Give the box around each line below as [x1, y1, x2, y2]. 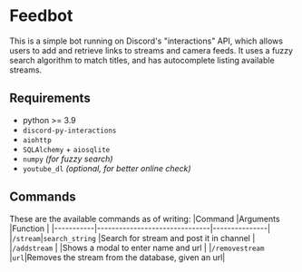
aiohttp [22, 135, 52, 145]
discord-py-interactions [22, 126, 117, 135]
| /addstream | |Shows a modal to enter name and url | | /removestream [9, 242, 265, 253]
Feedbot [9, 5, 73, 26]
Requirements [9, 91, 91, 106]
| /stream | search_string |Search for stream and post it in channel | [9, 232, 256, 243]
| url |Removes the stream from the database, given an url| [9, 251, 226, 263]
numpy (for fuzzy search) [22, 153, 113, 164]
